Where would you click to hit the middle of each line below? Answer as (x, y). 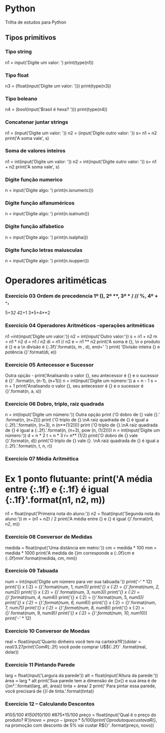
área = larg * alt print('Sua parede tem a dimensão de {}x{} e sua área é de (81, 681)
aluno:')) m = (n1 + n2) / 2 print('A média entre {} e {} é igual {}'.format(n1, (79, 519)
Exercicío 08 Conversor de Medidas (49, 537)
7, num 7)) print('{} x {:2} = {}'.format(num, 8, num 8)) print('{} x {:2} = (75, 607)
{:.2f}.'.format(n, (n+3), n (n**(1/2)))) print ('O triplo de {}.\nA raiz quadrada (82, 425)
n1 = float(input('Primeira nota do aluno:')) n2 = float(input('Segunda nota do (82, 514)
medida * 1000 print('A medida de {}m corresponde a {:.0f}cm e (70, 553)
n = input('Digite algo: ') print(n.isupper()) (47, 261)
